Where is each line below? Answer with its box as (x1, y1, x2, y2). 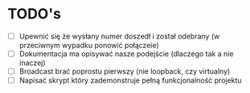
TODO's (7, 5, 62, 23)
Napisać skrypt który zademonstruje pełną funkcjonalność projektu (18, 75, 242, 85)
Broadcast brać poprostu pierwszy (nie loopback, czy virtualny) (18, 67, 231, 76)
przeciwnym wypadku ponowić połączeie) (18, 41, 160, 50)
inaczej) (18, 58, 46, 68)
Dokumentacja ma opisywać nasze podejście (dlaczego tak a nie (18, 49, 234, 59)
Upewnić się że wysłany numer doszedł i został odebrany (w (18, 31, 220, 41)
